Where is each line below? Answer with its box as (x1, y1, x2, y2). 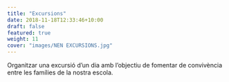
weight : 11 (7, 36, 39, 43)
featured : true (7, 29, 51, 37)
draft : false (7, 23, 45, 30)
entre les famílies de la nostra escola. (7, 68, 113, 76)
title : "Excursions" (7, 10, 67, 17)
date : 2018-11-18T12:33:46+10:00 (7, 17, 104, 23)
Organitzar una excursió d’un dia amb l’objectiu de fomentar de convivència (7, 61, 223, 69)
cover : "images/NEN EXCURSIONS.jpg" (7, 42, 113, 49)
